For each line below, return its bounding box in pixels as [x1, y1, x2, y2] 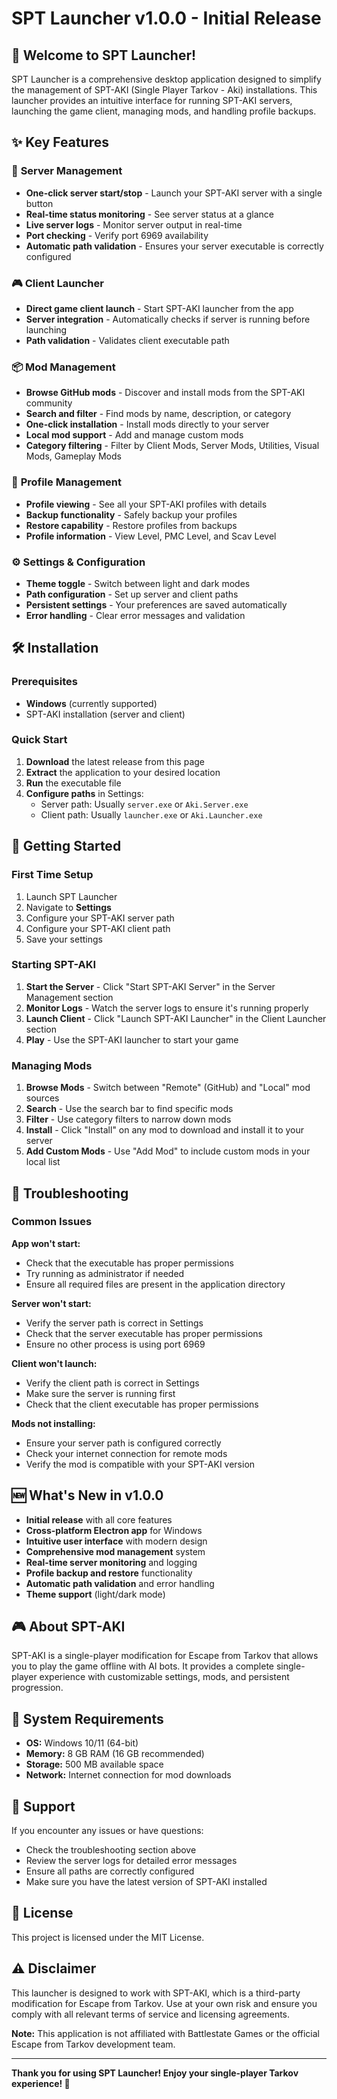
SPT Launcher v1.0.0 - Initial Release [11, 7, 322, 30]
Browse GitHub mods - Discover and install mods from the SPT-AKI [25, 387, 306, 399]
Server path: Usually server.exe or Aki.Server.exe [40, 798, 249, 810]
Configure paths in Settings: [25, 787, 144, 799]
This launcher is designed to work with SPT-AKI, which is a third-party [11, 1987, 301, 1999]
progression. [11, 1682, 64, 1694]
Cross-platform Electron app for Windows [25, 1524, 203, 1536]
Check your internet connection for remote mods [25, 1447, 228, 1459]
